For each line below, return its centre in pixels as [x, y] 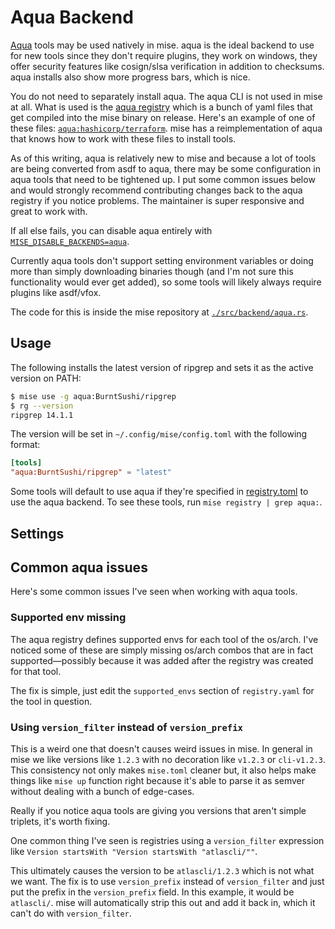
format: [25, 445]
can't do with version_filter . [71, 913]
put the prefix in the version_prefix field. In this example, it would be [152, 892]
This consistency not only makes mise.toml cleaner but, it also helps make [163, 770]
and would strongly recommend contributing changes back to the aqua [156, 190]
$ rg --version [42, 406]
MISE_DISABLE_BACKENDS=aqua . [70, 241]
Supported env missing [68, 618]
